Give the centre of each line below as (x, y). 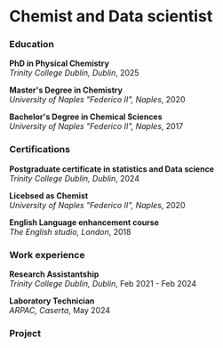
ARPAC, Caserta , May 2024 (60, 311)
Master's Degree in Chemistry (66, 90)
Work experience (47, 255)
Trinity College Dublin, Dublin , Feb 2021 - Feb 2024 (103, 284)
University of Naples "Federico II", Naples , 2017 (96, 126)
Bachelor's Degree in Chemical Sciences (86, 117)
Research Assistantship (54, 274)
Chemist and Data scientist (111, 16)
